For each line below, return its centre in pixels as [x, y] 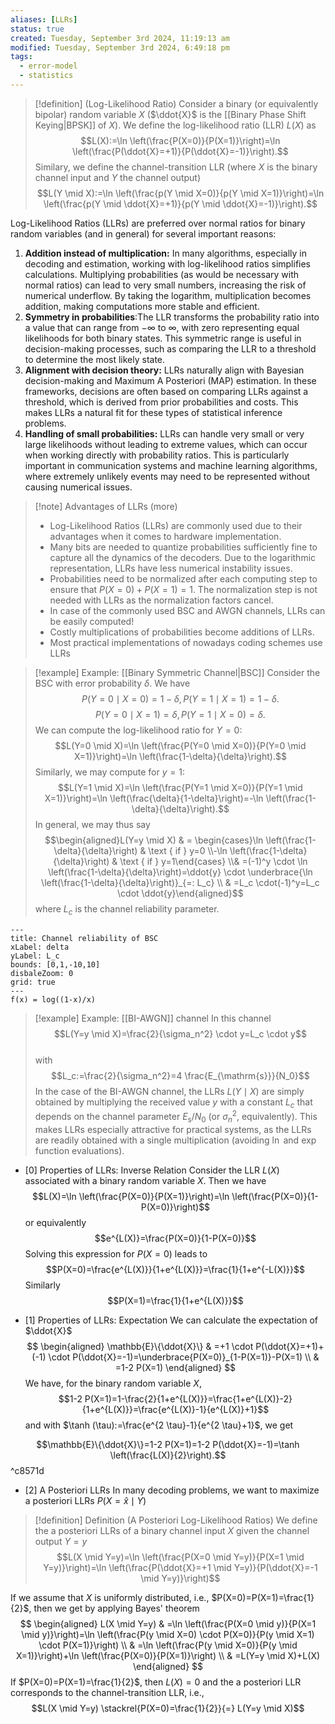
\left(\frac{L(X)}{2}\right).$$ [168, 1455]
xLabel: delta [40, 947]
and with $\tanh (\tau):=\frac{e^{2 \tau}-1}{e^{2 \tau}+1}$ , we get [159, 1425]
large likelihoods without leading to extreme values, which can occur [166, 444]
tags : [21, 57]
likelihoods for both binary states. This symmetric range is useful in [163, 338]
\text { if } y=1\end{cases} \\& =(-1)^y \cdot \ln [213, 861]
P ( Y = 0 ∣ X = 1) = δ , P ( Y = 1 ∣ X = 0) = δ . [180, 714]
